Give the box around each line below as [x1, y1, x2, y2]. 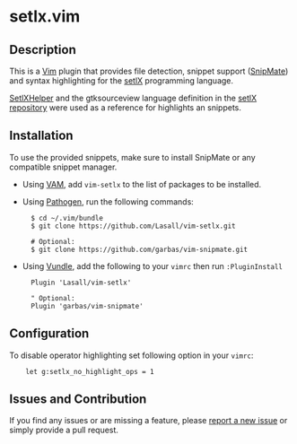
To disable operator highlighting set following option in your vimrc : [9, 350, 254, 361]
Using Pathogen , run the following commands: [22, 196, 195, 207]
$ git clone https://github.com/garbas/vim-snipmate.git [31, 245, 249, 254]
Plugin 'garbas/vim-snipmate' [31, 301, 144, 310]
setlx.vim [9, 6, 81, 27]
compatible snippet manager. [9, 161, 118, 172]
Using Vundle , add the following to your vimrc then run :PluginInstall [22, 260, 283, 271]
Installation [9, 128, 74, 144]
